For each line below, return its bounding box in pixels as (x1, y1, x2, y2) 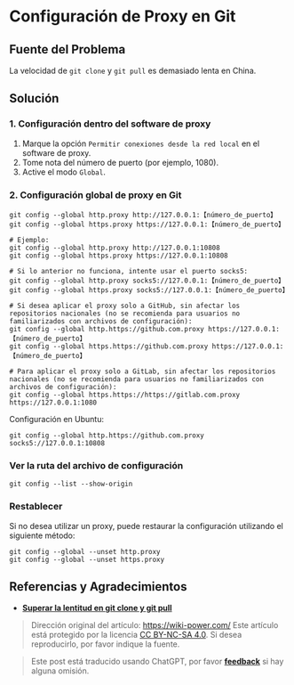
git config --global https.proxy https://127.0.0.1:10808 (9, 251, 228, 260)
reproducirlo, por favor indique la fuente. (30, 639, 180, 649)
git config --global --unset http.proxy (9, 547, 162, 556)
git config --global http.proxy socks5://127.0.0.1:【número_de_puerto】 (9, 276, 286, 285)
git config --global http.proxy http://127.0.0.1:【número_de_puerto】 (9, 210, 277, 219)
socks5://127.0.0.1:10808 (9, 438, 105, 447)
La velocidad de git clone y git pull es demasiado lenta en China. (9, 65, 257, 76)
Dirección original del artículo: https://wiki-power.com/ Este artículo (30, 620, 279, 631)
